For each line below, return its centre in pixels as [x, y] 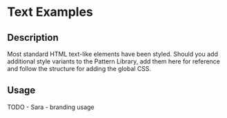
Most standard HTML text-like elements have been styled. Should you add [113, 54]
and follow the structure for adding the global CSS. [79, 69]
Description [33, 38]
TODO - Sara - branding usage [51, 107]
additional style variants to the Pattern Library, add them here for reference [114, 61]
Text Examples [50, 12]
